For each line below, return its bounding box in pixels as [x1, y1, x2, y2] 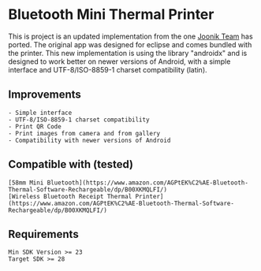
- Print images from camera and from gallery [8, 129, 160, 137]
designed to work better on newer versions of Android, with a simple [8, 57, 231, 66]
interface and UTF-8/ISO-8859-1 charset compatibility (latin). [8, 65, 207, 74]
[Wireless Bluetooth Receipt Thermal [8, 192, 132, 200]
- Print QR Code [8, 122, 62, 131]
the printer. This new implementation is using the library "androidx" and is [8, 48, 248, 58]
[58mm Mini [8, 179, 44, 187]
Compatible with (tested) [8, 158, 134, 171]
